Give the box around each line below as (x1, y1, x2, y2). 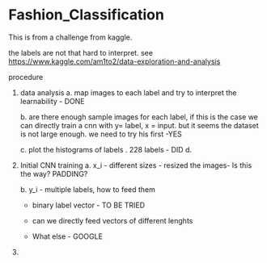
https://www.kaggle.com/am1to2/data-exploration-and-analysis (8, 56, 221, 66)
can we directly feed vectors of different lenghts (32, 215, 193, 225)
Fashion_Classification (8, 6, 164, 24)
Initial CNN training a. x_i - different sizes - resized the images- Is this (19, 160, 252, 170)
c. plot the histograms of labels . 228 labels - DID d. (19, 144, 193, 154)
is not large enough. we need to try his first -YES (19, 129, 182, 139)
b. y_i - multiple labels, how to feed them (19, 184, 156, 194)
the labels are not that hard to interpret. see (8, 48, 154, 57)
